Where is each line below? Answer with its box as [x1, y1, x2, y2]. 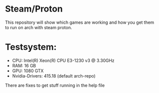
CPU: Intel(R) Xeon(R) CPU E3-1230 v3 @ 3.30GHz [12, 57, 115, 63]
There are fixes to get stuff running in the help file [5, 82, 105, 88]
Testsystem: [5, 42, 57, 53]
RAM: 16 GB [12, 62, 37, 68]
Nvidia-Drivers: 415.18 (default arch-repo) [12, 73, 96, 78]
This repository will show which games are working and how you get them [5, 19, 155, 25]
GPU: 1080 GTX [12, 68, 44, 74]
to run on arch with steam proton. [5, 24, 72, 30]
